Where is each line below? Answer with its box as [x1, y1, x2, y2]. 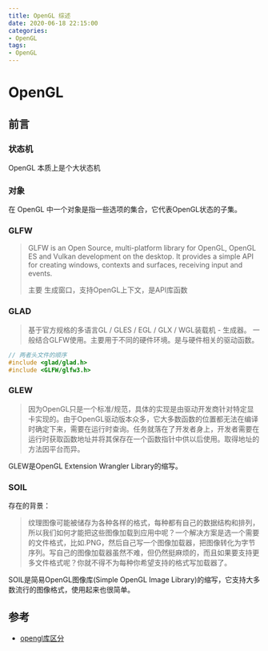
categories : [8, 26, 48, 34]
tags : [8, 42, 26, 50]
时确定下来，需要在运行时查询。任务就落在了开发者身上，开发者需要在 [27, 424, 260, 433]
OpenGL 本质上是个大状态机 [8, 163, 102, 172]
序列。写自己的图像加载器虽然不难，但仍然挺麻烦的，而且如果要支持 [27, 548, 253, 557]
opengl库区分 [19, 633, 65, 643]
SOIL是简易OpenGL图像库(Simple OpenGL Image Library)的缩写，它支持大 [8, 574, 254, 585]
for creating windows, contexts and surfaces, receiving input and [27, 260, 243, 270]
